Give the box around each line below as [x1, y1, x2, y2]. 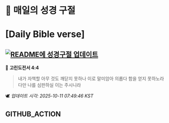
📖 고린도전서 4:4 [5, 65, 39, 71]
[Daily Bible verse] [5, 29, 85, 40]
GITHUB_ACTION [5, 110, 61, 118]
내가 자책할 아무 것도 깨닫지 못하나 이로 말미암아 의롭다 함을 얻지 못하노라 [17, 75, 164, 82]
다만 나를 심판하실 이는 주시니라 [17, 82, 81, 88]
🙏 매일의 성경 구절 [5, 5, 76, 16]
